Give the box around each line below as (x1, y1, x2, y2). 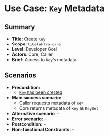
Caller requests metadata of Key (19, 100, 84, 106)
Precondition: (11, 84, 40, 90)
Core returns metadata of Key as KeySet (19, 105, 99, 111)
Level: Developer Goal (11, 46, 57, 52)
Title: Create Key (11, 36, 46, 42)
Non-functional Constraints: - (11, 126, 74, 132)
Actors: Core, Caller (11, 51, 53, 57)
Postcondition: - (11, 121, 46, 127)
